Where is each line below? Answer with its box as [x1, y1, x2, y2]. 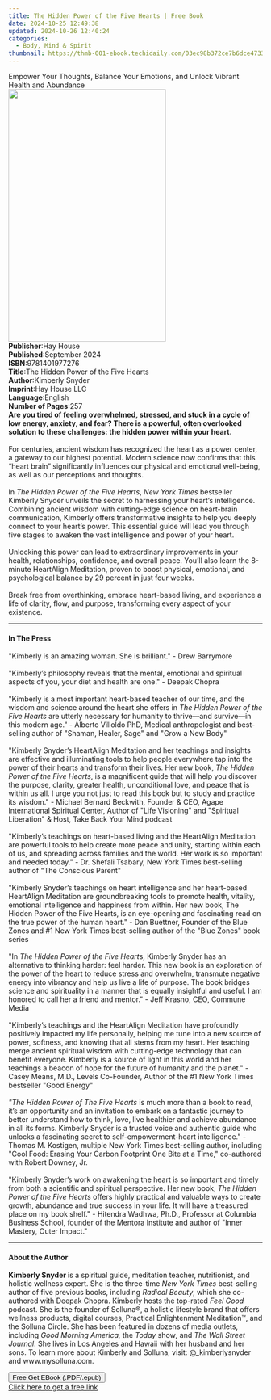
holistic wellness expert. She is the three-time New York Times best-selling [8, 1279, 258, 1289]
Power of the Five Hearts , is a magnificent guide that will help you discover [8, 771, 257, 781]
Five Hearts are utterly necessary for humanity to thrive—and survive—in [8, 712, 252, 721]
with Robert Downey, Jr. [8, 1158, 89, 1167]
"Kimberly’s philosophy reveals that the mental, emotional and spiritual [8, 668, 243, 679]
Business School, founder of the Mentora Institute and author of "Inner [8, 1217, 243, 1228]
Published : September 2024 [8, 350, 102, 359]
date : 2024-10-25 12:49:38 [8, 19, 99, 27]
